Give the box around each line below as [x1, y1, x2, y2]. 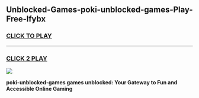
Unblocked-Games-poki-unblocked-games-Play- [6, 5, 193, 15]
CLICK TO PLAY [6, 32, 52, 40]
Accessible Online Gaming [6, 85, 73, 92]
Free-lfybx [6, 14, 46, 24]
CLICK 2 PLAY [6, 54, 47, 62]
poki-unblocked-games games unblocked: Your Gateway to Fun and [6, 78, 178, 86]
